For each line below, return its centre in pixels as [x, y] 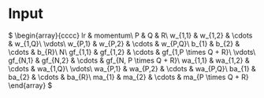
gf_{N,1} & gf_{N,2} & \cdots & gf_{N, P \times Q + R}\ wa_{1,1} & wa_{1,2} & [129, 60]
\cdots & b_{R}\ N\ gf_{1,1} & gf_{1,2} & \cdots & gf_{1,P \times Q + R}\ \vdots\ [132, 52]
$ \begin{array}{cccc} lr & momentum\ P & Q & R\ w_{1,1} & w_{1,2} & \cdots [130, 35]
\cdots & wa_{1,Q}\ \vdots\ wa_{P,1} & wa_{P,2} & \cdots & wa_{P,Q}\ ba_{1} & [132, 68]
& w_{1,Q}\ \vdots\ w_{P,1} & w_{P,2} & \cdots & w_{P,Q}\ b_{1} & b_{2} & [124, 43]
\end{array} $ [30, 85]
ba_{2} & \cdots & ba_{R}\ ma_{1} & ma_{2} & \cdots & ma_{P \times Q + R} [129, 77]
